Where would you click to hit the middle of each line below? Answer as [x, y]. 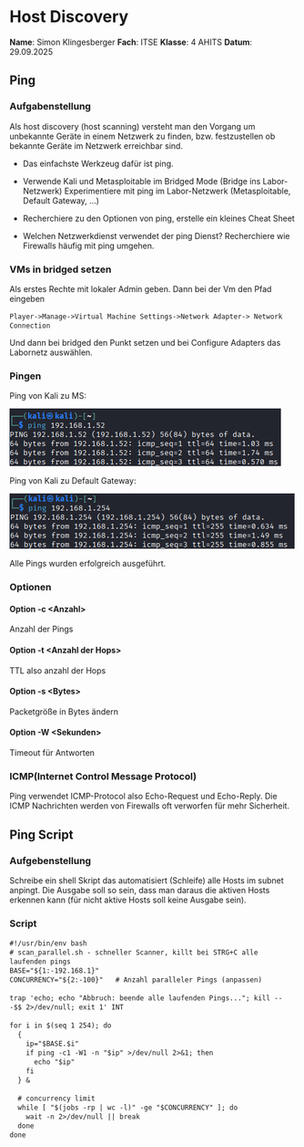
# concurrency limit [56, 1099]
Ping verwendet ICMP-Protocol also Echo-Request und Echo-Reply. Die [143, 797]
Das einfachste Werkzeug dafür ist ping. [98, 163]
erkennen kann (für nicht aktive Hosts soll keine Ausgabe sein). [128, 900]
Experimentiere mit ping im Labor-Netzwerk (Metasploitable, [177, 191]
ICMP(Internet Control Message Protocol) [103, 776]
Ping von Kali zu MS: [48, 396]
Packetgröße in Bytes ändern [64, 711]
